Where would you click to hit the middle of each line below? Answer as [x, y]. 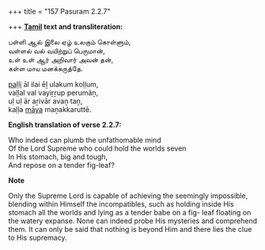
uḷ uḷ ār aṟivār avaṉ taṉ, [45, 101]
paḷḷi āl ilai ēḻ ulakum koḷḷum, [53, 84]
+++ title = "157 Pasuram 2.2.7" [59, 11]
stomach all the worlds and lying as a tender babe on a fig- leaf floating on [130, 213]
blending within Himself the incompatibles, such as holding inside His [121, 204]
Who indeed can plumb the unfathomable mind [85, 140]
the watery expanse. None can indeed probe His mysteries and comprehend [132, 221]
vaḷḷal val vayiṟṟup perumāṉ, [53, 93]
